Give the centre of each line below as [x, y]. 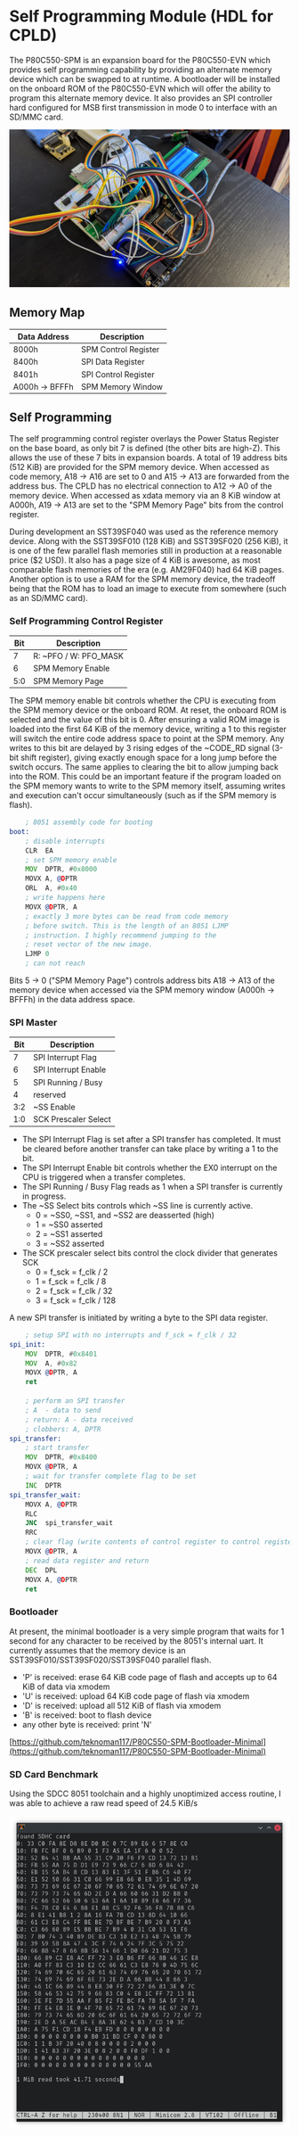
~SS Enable [54, 1107]
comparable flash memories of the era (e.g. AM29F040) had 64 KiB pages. [147, 570]
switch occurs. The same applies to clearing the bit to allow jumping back [144, 767]
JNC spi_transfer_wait [69, 1523]
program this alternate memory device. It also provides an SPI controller [141, 98]
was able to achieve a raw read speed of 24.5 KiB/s [104, 1803]
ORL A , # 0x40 [51, 888]
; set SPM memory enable [71, 860]
